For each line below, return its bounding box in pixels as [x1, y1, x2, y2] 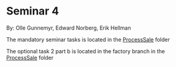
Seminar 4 [6, 4, 59, 18]
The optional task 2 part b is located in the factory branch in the [6, 47, 165, 55]
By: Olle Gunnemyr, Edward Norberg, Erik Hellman [6, 24, 131, 31]
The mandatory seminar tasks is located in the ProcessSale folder [6, 36, 171, 43]
